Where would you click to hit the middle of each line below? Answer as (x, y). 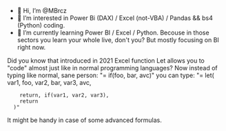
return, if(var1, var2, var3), (64, 95)
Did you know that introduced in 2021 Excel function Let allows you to (106, 61)
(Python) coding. (41, 25)
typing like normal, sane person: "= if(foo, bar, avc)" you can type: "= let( (111, 75)
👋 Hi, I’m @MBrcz (42, 11)
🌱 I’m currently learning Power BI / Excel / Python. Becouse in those (113, 32)
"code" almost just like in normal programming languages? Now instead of (113, 68)
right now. (31, 47)
